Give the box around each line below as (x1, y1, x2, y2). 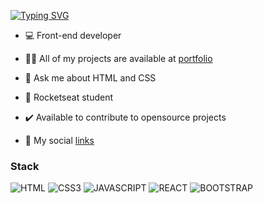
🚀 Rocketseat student (24, 91, 113, 103)
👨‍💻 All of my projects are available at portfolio (24, 53, 213, 64)
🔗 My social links (24, 135, 95, 146)
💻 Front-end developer (24, 30, 122, 41)
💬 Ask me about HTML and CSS (24, 72, 157, 84)
